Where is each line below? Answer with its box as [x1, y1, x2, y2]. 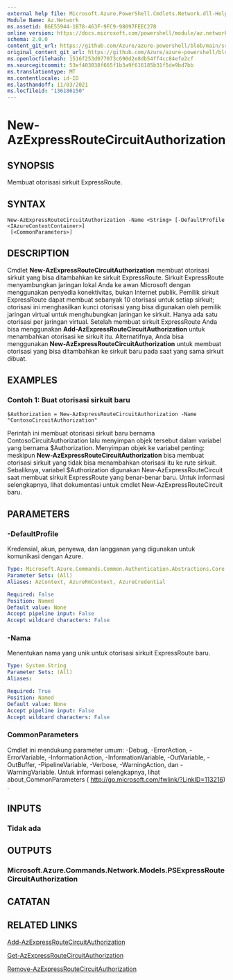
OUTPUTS [7, 845, 52, 857]
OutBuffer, [7, 760, 37, 768]
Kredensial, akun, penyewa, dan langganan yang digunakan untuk [7, 545, 196, 553]
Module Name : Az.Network [7, 17, 79, 24]
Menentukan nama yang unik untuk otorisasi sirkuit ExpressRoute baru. [7, 649, 211, 657]
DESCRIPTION [7, 248, 69, 259]
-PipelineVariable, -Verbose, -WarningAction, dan [37, 760, 179, 768]
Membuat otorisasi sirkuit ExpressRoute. [7, 178, 123, 187]
